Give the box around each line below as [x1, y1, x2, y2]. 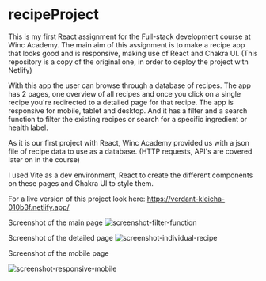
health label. [8, 123, 49, 132]
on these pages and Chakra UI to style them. [8, 178, 154, 188]
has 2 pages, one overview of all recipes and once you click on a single [8, 89, 241, 98]
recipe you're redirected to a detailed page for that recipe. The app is [8, 97, 234, 107]
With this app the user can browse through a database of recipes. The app [8, 81, 252, 90]
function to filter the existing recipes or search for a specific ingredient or [8, 114, 248, 123]
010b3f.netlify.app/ [8, 202, 70, 211]
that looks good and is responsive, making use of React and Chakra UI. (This [8, 48, 258, 58]
